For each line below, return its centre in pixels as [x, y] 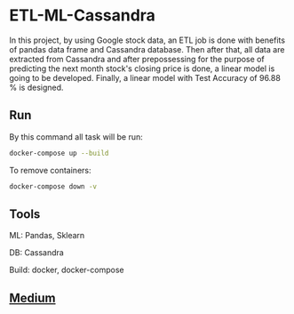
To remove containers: [50, 170]
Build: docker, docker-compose [67, 270]
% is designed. [36, 87]
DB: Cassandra [36, 253]
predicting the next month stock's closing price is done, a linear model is [142, 68]
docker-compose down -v [53, 186]
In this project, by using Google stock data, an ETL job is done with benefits [147, 40]
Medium [32, 298]
